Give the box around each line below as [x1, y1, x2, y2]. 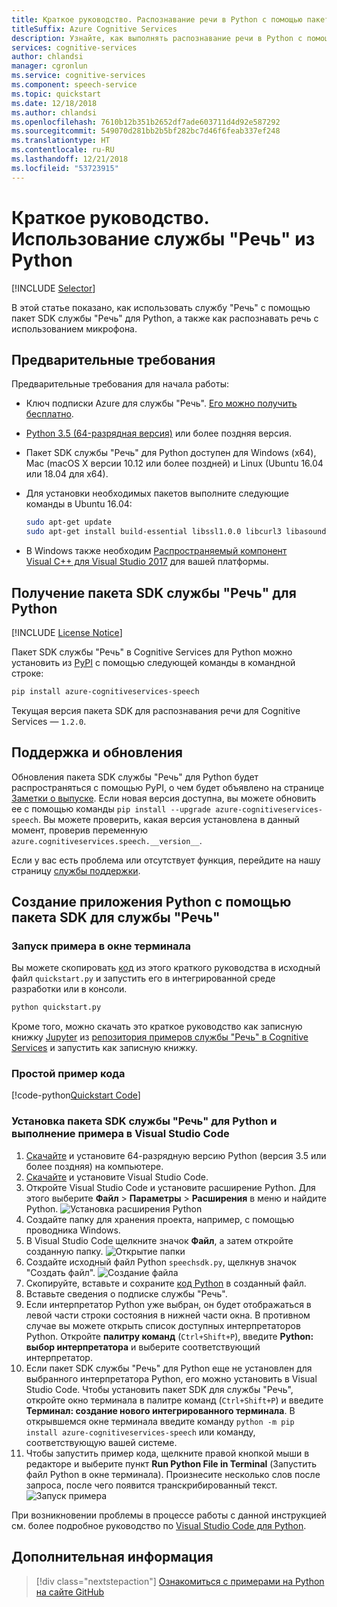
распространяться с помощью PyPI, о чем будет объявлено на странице [11, 781, 325, 793]
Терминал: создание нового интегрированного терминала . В [25, 1404, 296, 1416]
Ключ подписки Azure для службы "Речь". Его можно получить [25, 397, 298, 410]
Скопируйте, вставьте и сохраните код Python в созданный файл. [25, 1277, 307, 1289]
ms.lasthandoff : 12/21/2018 [11, 154, 129, 164]
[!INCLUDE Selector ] [11, 282, 96, 294]
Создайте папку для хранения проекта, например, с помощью [25, 1213, 295, 1225]
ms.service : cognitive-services [11, 71, 146, 81]
